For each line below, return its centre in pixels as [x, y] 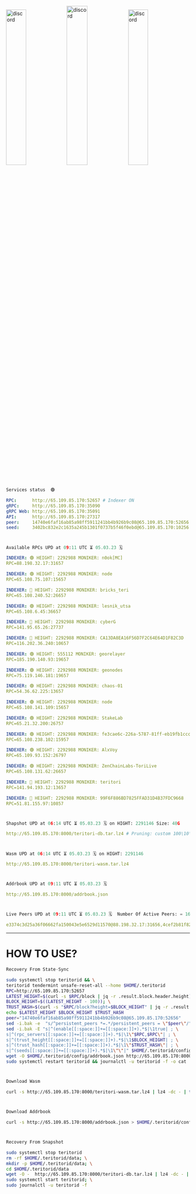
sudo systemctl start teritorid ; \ [49, 1180]
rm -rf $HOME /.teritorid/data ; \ [47, 1158]
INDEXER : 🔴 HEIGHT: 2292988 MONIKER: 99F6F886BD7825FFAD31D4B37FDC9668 [95, 798]
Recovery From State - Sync [37, 970]
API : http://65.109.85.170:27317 [53, 517]
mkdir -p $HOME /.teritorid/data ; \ [49, 1164]
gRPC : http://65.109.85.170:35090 [53, 506]
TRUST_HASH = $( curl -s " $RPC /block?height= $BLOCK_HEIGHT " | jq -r [87, 1007]
